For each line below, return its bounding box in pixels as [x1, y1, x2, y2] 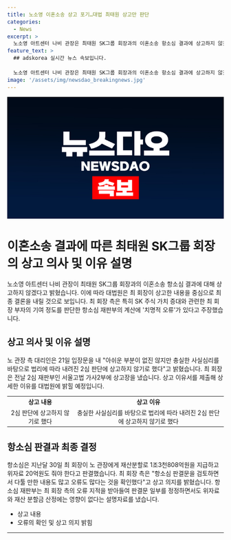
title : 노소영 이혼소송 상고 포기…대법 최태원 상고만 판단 [7, 11, 149, 18]
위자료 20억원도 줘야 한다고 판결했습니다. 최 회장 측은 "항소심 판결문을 [7, 469, 195, 478]
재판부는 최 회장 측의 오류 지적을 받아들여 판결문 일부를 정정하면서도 [19, 486, 201, 495]
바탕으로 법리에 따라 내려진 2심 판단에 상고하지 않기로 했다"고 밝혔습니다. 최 [7, 364, 210, 373]
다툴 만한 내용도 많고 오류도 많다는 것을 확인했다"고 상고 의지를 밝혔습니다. [14, 478, 213, 486]
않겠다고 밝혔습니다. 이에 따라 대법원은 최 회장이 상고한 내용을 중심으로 [25, 288, 214, 296]
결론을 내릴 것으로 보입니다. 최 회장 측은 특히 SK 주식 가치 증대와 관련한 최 [14, 297, 212, 305]
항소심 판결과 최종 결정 [7, 441, 98, 453]
